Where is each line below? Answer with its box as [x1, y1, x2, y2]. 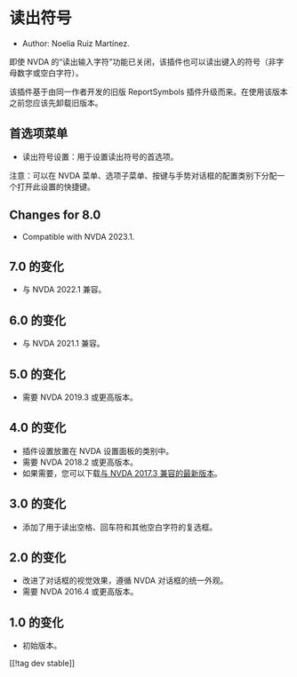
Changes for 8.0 [9, 208, 101, 223]
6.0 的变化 [9, 313, 67, 328]
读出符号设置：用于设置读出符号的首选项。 [21, 151, 179, 162]
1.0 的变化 [9, 615, 64, 630]
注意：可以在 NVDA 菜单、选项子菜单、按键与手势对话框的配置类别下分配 [9, 170, 277, 180]
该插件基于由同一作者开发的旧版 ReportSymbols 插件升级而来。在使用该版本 [9, 86, 288, 97]
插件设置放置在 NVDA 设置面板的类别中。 [21, 445, 174, 456]
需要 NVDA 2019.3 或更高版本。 [21, 392, 138, 402]
